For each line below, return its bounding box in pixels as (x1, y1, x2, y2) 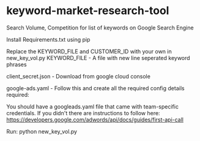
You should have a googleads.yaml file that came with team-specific (6, 102, 179, 110)
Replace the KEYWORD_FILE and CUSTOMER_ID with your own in (6, 47, 172, 55)
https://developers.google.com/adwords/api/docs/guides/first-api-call (6, 116, 183, 123)
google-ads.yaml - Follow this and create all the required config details (6, 84, 185, 92)
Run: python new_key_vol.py (6, 128, 78, 135)
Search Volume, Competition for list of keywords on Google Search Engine (6, 24, 194, 31)
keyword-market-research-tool (6, 4, 169, 18)
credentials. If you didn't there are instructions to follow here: (6, 109, 160, 116)
